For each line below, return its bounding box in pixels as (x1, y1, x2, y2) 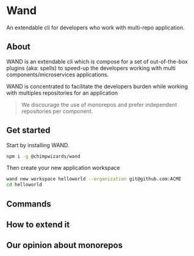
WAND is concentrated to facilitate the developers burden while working (6, 82, 188, 90)
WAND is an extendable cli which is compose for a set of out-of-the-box (6, 57, 188, 65)
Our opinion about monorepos (6, 240, 123, 251)
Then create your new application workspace (6, 164, 120, 172)
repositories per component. (21, 108, 93, 115)
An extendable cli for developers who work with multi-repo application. (6, 24, 185, 31)
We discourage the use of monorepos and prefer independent (21, 101, 178, 108)
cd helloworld (6, 181, 43, 188)
